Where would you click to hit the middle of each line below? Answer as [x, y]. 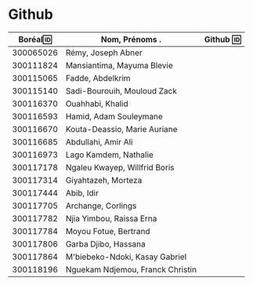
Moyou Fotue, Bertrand [108, 231]
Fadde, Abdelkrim [98, 78]
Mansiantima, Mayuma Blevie [119, 65]
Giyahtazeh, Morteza [104, 180]
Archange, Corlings [101, 206]
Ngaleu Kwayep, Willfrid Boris [120, 167]
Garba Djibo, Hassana [106, 243]
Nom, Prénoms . [131, 39]
